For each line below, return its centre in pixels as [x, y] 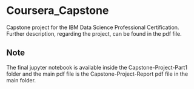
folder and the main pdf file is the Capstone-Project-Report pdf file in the [97, 74]
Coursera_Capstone [58, 11]
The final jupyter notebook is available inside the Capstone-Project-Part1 [97, 67]
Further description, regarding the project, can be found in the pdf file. [94, 33]
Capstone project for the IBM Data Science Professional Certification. [93, 27]
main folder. [21, 80]
